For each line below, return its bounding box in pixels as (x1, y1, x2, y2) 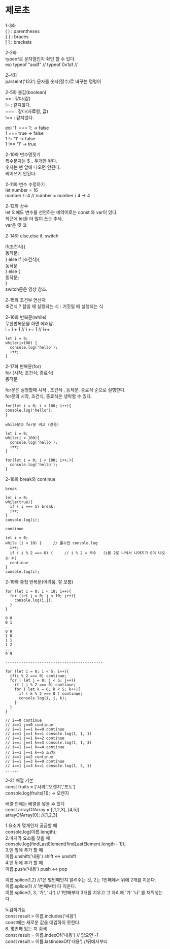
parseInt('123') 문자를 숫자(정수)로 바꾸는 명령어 (5, 78, 101, 84)
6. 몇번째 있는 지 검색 (5, 926, 47, 932)
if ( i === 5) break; (10, 504, 56, 509)
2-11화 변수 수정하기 (5, 181, 45, 187)
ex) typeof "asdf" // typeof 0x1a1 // (5, 62, 78, 68)
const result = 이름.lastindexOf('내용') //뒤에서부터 (5, 938, 108, 944)
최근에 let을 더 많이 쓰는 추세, (5, 216, 63, 222)
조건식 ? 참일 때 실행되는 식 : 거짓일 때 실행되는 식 (5, 303, 104, 309)
